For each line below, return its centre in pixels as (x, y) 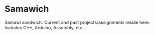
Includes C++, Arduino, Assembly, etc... (45, 27)
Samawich (27, 9)
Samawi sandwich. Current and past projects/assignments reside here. (77, 22)
